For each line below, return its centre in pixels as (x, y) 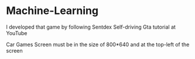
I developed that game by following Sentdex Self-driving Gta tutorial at (91, 27)
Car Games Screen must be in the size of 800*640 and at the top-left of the (98, 44)
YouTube (17, 33)
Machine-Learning (52, 11)
